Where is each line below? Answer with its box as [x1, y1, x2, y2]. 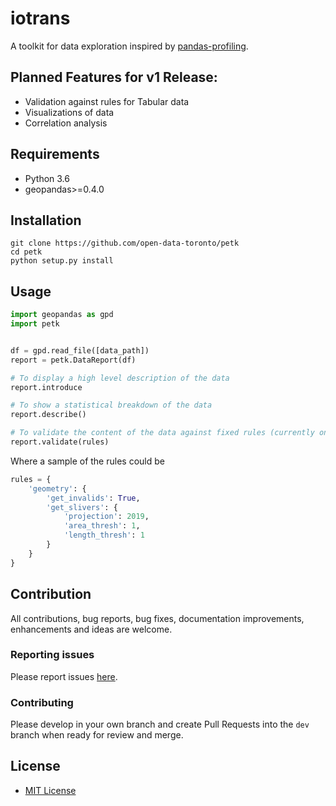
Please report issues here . [10, 670, 118, 682]
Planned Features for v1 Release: [10, 69, 218, 86]
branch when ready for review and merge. [10, 729, 184, 741]
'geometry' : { [28, 483, 87, 494]
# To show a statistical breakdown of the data [10, 400, 213, 411]
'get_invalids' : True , [46, 493, 141, 503]
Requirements [10, 146, 100, 163]
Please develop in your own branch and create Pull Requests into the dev [10, 718, 310, 731]
